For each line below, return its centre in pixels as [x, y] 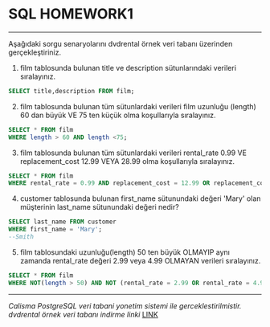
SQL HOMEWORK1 [71, 14]
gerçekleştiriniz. [35, 52]
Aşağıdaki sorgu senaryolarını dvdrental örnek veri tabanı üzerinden [121, 43]
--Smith [21, 237]
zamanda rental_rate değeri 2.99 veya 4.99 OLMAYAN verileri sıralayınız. [140, 260]
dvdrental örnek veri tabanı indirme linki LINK [83, 314]
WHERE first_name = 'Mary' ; [55, 230]
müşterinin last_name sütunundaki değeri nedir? [99, 207]
